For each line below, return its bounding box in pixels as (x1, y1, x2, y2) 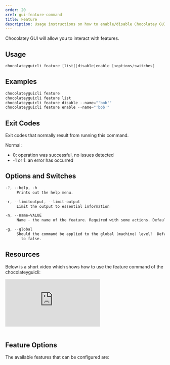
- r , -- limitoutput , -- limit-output (5, 199, 80, 204)
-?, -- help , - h (5, 185, 37, 190)
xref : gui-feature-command (5, 12, 62, 17)
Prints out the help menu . (16, 190, 73, 195)
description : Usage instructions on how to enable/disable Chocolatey (5, 21, 157, 27)
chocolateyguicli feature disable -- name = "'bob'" (5, 100, 112, 105)
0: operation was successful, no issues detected (12, 152, 114, 158)
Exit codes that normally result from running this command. (5, 132, 129, 139)
